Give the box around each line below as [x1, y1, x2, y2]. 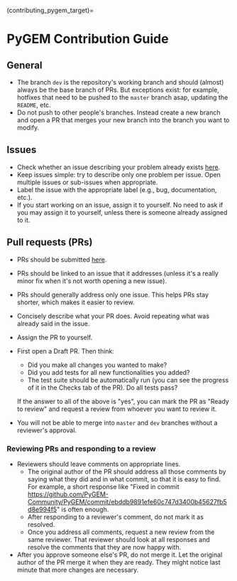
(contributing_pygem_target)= [6, 6, 94, 14]
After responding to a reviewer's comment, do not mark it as [27, 512, 204, 521]
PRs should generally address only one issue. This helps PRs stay [16, 290, 209, 299]
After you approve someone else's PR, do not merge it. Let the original [16, 550, 223, 559]
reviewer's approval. [16, 426, 77, 435]
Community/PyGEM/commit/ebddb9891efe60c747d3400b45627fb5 [27, 497, 228, 506]
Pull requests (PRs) [6, 236, 93, 248]
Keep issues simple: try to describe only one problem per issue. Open [16, 170, 221, 178]
